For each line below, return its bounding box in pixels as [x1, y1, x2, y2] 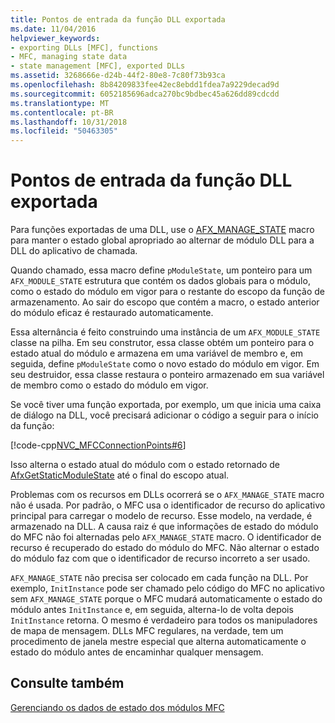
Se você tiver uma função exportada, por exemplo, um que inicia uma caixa [10, 399, 322, 411]
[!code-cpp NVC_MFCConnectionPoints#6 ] [10, 439, 187, 451]
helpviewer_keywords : [10, 33, 101, 43]
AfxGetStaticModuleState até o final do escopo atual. [10, 469, 230, 481]
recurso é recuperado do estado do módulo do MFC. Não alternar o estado [10, 542, 320, 554]
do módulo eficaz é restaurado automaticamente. [10, 307, 214, 319]
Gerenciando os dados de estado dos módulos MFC [10, 701, 225, 713]
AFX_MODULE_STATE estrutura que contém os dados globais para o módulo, [10, 275, 311, 287]
